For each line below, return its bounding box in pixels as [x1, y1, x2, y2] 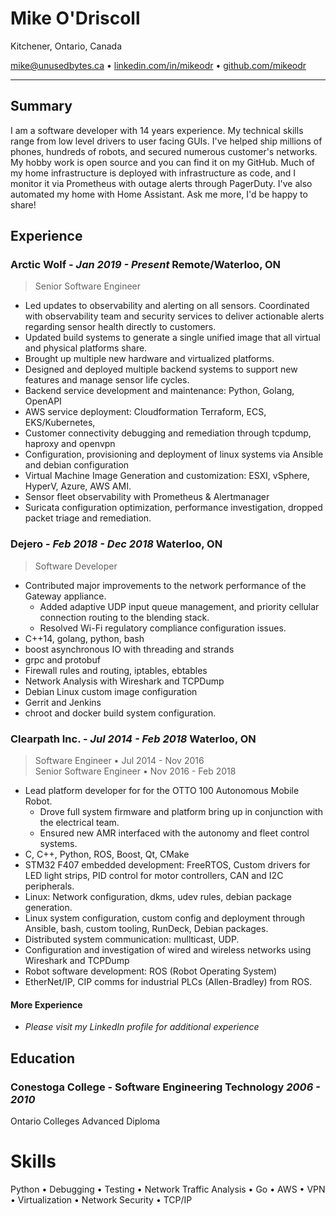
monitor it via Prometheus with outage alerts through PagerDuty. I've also [10, 177, 313, 189]
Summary [10, 98, 73, 115]
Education [10, 1050, 76, 1067]
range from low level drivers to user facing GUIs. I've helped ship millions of [10, 135, 323, 147]
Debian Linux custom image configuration [24, 685, 198, 697]
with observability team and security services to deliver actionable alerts [24, 310, 325, 322]
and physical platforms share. [24, 342, 148, 354]
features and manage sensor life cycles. [24, 374, 190, 386]
